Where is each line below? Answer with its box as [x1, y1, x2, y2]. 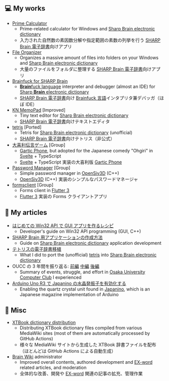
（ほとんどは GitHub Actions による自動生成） [19, 348, 116, 354]
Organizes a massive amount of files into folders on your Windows [19, 54, 159, 60]
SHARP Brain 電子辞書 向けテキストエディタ [19, 118, 110, 124]
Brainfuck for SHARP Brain [12, 78, 68, 84]
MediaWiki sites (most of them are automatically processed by [19, 330, 150, 336]
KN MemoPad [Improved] [12, 107, 65, 113]
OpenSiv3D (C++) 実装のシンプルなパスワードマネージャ [19, 176, 138, 182]
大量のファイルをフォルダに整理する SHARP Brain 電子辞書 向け [19, 66, 152, 72]
